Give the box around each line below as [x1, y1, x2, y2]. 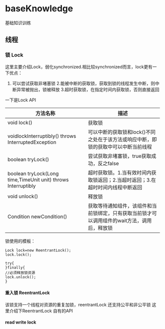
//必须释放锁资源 [5, 270, 35, 275]
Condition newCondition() [7, 213, 67, 220]
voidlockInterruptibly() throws [7, 132, 76, 139]
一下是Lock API [5, 97, 36, 103]
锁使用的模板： [5, 238, 35, 244]
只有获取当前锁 [112, 209, 147, 216]
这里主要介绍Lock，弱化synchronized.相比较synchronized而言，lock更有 [5, 63, 153, 69]
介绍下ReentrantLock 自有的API [9, 308, 73, 314]
